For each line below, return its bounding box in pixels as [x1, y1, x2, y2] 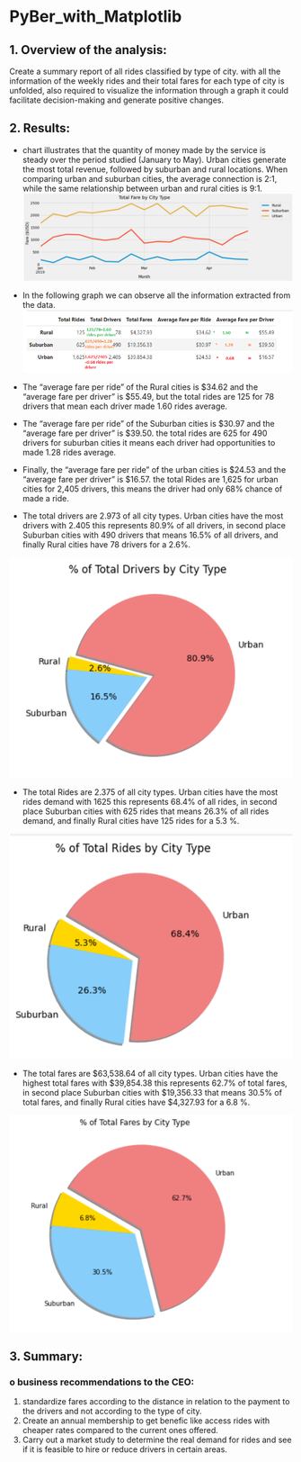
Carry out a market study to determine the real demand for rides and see [22, 1434, 292, 1446]
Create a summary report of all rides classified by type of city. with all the [9, 66, 281, 77]
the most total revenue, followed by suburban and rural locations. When [22, 164, 288, 175]
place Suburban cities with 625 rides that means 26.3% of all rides [22, 806, 270, 817]
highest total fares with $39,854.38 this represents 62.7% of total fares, [22, 1078, 288, 1088]
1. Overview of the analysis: [9, 42, 168, 58]
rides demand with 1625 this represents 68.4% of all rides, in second [22, 796, 278, 807]
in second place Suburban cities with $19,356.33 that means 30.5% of [22, 1087, 283, 1098]
